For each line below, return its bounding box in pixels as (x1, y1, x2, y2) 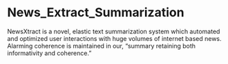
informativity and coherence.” (7, 49, 92, 57)
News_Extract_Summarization (7, 5, 184, 20)
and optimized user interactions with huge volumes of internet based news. (7, 34, 222, 42)
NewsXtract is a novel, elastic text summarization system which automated (7, 27, 220, 35)
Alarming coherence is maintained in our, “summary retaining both (7, 42, 196, 50)
